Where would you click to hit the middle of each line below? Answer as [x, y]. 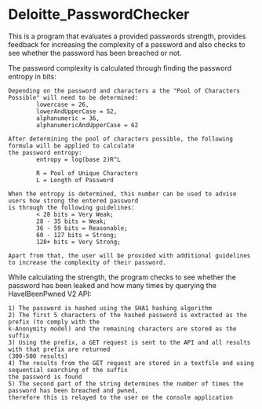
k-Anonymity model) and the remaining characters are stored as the [122, 329]
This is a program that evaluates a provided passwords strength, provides [127, 36]
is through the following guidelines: [71, 207]
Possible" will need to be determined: [73, 97]
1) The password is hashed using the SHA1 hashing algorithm [110, 308]
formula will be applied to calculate [71, 146]
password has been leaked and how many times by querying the [113, 285]
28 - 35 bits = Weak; [72, 221]
